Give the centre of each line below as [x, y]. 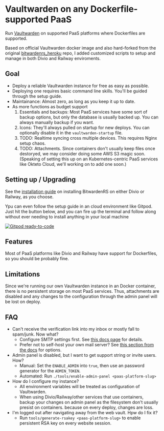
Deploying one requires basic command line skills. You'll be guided [80, 91]
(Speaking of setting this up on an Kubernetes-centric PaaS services [89, 159]
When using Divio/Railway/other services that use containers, [82, 397]
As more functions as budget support [50, 106]
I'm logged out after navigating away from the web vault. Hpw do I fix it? [85, 413]
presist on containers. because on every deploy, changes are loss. [86, 407]
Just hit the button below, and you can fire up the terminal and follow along [81, 211]
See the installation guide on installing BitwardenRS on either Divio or [75, 191]
